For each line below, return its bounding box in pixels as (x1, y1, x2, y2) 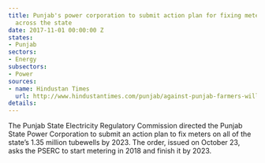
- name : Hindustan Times (8, 84, 90, 93)
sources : (8, 77, 37, 85)
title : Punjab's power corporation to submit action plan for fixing (8, 11, 242, 20)
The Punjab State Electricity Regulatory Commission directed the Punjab (8, 121, 243, 131)
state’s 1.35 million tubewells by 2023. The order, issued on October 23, (8, 138, 241, 147)
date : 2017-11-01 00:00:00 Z (8, 26, 104, 34)
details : (8, 99, 37, 107)
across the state (15, 19, 73, 27)
